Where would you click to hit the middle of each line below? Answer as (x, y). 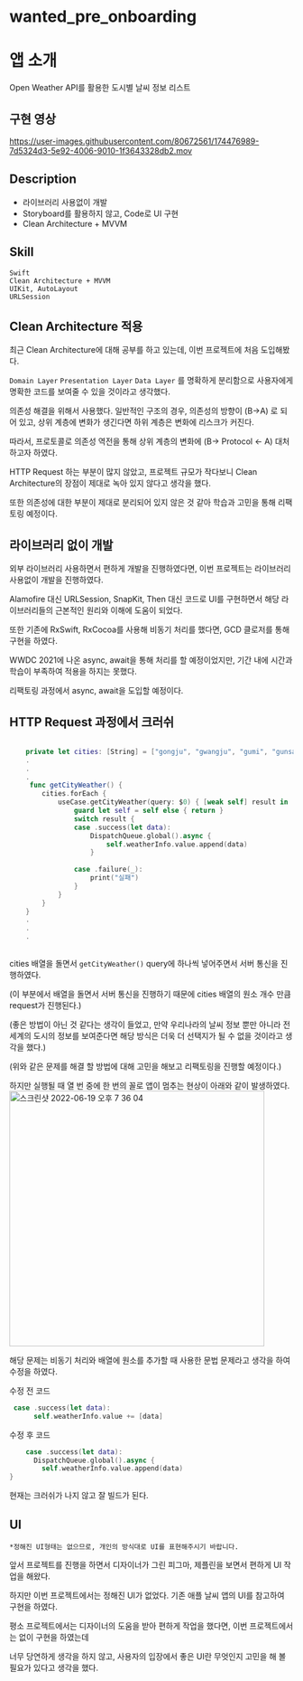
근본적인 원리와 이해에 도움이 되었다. (119, 610)
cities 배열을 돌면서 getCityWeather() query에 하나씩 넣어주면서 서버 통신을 (144, 963)
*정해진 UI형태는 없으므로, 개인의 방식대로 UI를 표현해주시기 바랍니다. (124, 1547)
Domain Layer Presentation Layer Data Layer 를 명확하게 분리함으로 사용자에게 (151, 381)
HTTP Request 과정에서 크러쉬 (92, 722)
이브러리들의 (32, 610)
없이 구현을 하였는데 (54, 1637)
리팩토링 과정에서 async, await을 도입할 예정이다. (96, 691)
